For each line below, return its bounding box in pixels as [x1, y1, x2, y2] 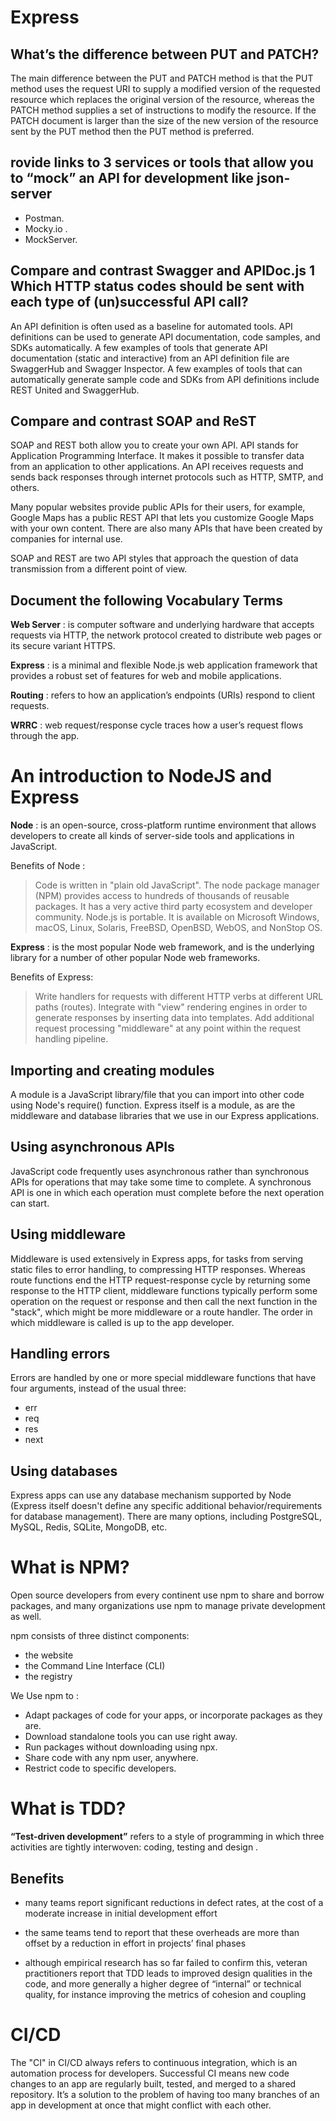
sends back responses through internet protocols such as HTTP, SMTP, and [10, 471, 324, 483]
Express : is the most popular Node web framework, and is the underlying [10, 941, 315, 953]
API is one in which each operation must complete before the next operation [10, 1186, 325, 1198]
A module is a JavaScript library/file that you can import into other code [10, 1089, 305, 1100]
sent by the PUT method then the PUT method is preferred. [10, 126, 255, 137]
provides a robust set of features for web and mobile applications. [10, 670, 282, 682]
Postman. [24, 212, 65, 224]
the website [24, 1649, 74, 1661]
